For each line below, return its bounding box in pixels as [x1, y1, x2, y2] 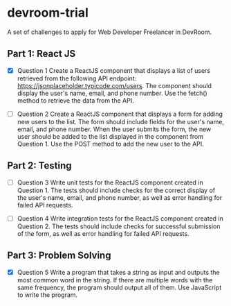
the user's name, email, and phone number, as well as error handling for [17, 193, 223, 202]
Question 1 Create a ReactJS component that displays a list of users [17, 66, 211, 74]
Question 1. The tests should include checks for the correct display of [17, 186, 216, 194]
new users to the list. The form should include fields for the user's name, [17, 117, 225, 126]
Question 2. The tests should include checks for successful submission [17, 222, 221, 230]
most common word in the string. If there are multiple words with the [17, 275, 213, 284]
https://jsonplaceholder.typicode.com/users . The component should [17, 81, 212, 90]
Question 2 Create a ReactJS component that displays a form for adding [17, 110, 223, 118]
